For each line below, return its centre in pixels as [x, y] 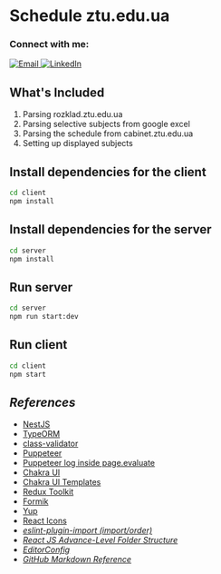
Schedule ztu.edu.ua [90, 16]
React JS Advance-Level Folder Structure [100, 540]
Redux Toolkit [48, 492]
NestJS [36, 424]
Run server [41, 287]
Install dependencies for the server [110, 229]
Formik [35, 501]
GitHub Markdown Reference [77, 559]
